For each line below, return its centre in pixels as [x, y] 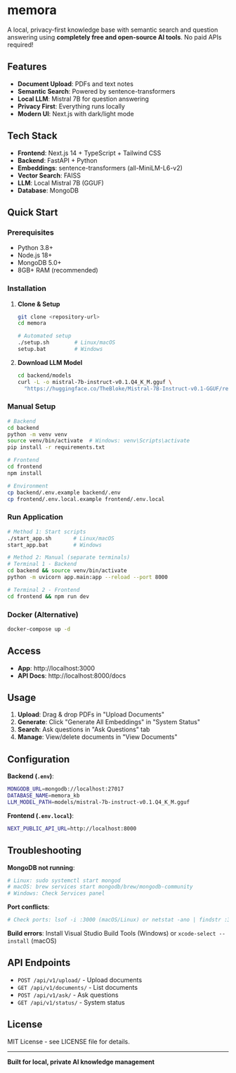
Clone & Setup [39, 304]
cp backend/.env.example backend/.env [64, 492]
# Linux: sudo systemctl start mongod [64, 880]
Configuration [39, 759]
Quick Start [33, 212]
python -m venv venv [38, 434]
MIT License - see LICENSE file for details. [68, 1041]
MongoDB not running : [41, 867]
